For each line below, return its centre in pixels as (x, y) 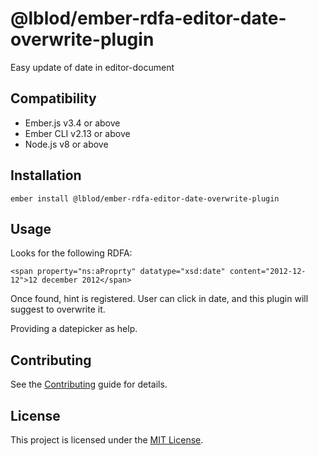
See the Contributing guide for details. (89, 384)
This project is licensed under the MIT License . (107, 440)
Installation (46, 175)
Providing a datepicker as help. (74, 329)
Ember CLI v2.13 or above (77, 133)
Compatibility (53, 98)
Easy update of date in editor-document (92, 67)
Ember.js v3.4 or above (72, 123)
